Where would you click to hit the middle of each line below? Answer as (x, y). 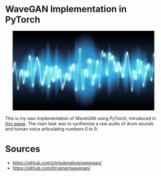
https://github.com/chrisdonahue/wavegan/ (57, 163)
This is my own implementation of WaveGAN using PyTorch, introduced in (80, 118)
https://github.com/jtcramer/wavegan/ (51, 168)
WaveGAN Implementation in (66, 9)
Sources (23, 149)
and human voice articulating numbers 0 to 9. (52, 129)
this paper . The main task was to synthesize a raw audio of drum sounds (80, 123)
